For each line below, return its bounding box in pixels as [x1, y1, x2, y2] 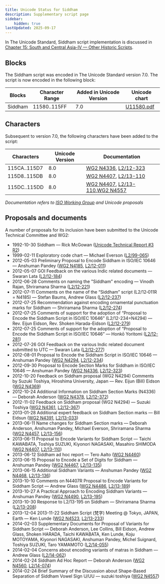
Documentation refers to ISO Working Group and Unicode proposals [5, 199, 143, 205]
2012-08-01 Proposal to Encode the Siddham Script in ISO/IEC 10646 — [12, 351, 158, 358]
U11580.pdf [125, 103, 155, 110]
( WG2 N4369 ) [12, 383, 41, 389]
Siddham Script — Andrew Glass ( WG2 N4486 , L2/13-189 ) [12, 483, 131, 489]
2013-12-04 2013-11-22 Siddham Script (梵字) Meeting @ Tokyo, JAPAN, [12, 509, 159, 516]
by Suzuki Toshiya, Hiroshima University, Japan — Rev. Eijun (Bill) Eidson [12, 378, 160, 384]
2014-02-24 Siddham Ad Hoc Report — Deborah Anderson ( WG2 [12, 557, 145, 563]
